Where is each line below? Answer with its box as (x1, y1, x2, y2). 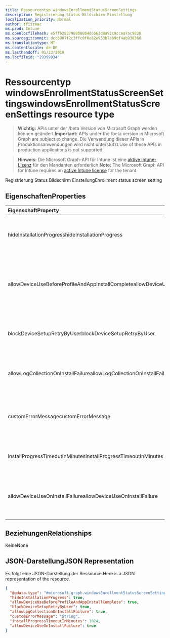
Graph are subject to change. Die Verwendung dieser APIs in (17, 136, 144, 142)
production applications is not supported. (17, 147, 104, 153)
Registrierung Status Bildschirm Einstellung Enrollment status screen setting (5, 177, 162, 183)
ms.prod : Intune (5, 26, 39, 31)
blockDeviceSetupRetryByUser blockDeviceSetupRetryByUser (8, 330, 155, 337)
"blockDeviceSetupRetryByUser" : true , (10, 605, 92, 610)
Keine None (5, 542, 29, 548)
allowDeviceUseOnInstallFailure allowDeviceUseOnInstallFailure (8, 493, 158, 500)
